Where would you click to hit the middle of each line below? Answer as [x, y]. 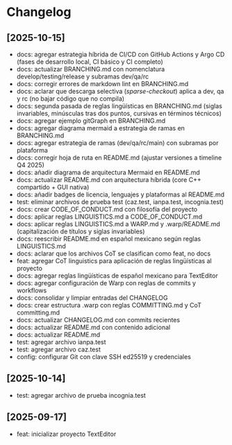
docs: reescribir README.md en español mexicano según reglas [109, 239]
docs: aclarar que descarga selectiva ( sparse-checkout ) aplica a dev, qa [120, 91]
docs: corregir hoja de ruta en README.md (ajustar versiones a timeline [119, 158]
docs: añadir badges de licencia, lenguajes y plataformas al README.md [121, 194]
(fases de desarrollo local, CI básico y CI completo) [90, 62]
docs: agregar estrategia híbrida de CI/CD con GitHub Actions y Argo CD [121, 54]
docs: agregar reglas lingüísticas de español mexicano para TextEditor [117, 276]
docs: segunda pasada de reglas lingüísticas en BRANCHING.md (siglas [119, 106]
